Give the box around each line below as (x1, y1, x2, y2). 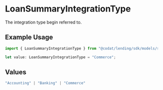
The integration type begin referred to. (5, 19, 82, 25)
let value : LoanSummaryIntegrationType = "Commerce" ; (5, 54, 116, 60)
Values (5, 68, 27, 76)
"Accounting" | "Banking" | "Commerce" (5, 81, 86, 86)
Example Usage (5, 33, 53, 41)
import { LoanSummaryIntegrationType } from (5, 46, 97, 51)
